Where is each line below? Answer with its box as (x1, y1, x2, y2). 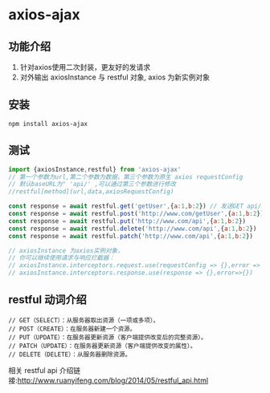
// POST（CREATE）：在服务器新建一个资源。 (8, 325, 137, 333)
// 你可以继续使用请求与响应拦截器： (8, 254, 115, 262)
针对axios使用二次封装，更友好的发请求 (19, 63, 151, 71)
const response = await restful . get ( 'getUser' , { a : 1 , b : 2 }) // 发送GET (8, 202, 243, 210)
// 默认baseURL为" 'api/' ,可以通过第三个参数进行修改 (8, 180, 177, 188)
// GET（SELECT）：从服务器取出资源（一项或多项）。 (8, 316, 159, 324)
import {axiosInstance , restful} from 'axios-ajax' (8, 165, 182, 173)
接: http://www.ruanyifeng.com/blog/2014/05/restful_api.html (8, 375, 209, 385)
